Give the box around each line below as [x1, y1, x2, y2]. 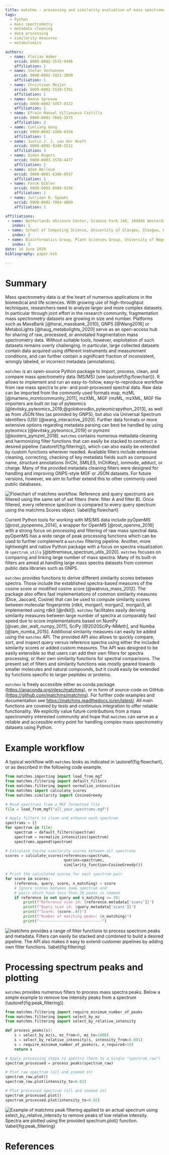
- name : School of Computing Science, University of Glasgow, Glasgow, [7, 228, 161, 233]
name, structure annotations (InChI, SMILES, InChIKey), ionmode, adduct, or [5, 459, 163, 466]
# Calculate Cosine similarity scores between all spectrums [5, 848, 136, 853]
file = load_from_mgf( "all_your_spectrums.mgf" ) [5, 807, 109, 812]
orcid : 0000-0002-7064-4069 [14, 200, 73, 205]
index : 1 [12, 223, 30, 228]
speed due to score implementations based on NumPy [5, 618, 118, 624]
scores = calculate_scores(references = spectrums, [5, 853, 112, 858]
